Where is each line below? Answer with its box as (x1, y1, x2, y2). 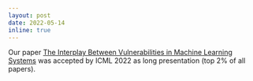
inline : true (8, 26, 51, 34)
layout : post (8, 11, 51, 20)
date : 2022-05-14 (8, 19, 65, 27)
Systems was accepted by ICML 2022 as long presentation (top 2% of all (8, 56, 246, 65)
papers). (8, 64, 36, 74)
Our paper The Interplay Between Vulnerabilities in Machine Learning (8, 48, 233, 57)
